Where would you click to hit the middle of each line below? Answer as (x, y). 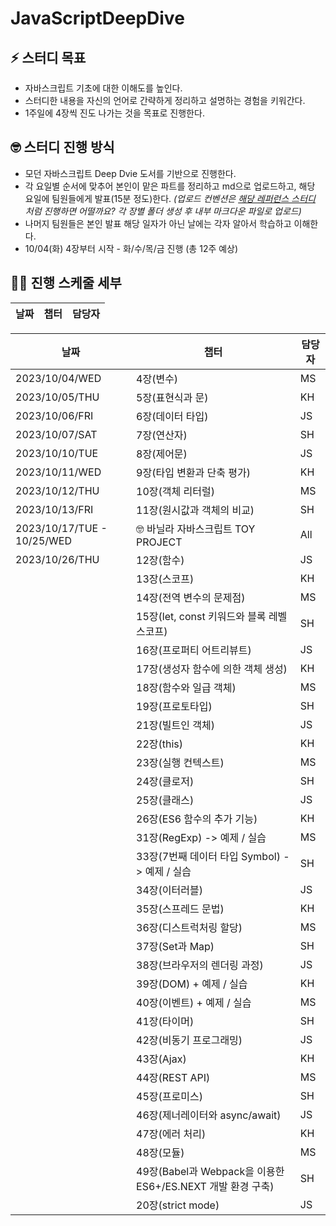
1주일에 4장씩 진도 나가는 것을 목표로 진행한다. (114, 113)
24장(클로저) (165, 781)
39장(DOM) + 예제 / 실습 (192, 984)
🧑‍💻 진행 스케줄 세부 (66, 283)
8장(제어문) (162, 454)
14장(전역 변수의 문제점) (191, 597)
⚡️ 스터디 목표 (48, 57)
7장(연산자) (162, 435)
